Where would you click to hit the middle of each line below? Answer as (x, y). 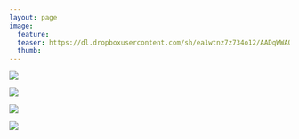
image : (21, 26)
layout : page (33, 17)
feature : (33, 34)
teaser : (32, 42)
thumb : (29, 51)
